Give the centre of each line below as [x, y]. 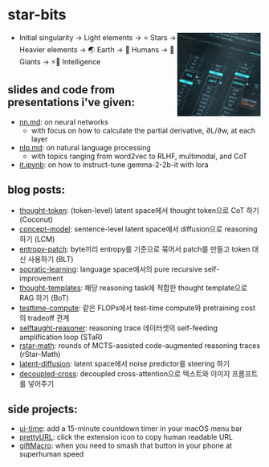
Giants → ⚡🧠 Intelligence [60, 61]
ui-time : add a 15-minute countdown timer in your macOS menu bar [130, 428]
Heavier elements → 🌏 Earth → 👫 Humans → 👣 [97, 49]
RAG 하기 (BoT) [44, 297]
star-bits [37, 15]
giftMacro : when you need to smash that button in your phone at [126, 446]
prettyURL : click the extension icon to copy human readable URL [126, 437]
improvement [41, 278]
